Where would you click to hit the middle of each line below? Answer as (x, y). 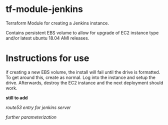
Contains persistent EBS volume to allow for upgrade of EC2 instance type (82, 32)
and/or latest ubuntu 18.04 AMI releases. (47, 38)
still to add (17, 97)
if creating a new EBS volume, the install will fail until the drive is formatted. (83, 72)
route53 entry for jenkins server (38, 107)
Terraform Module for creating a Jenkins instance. (57, 23)
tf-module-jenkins (44, 9)
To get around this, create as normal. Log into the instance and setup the (80, 77)
